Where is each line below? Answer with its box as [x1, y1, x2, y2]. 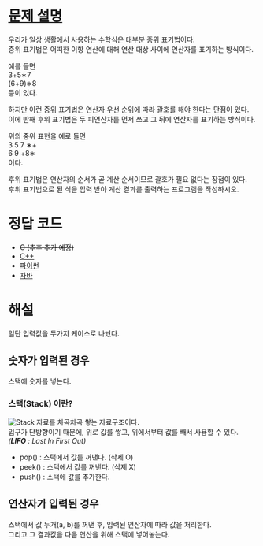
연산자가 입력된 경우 [8, 497, 99, 511]
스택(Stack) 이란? [8, 398, 73, 409]
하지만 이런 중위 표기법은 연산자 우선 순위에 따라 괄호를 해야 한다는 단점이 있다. [8, 104, 250, 114]
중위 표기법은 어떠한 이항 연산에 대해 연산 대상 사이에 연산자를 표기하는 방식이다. [8, 44, 254, 54]
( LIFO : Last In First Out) [8, 436, 87, 445]
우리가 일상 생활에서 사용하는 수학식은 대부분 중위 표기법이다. [8, 35, 195, 44]
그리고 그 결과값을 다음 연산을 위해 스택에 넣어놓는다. [8, 529, 170, 539]
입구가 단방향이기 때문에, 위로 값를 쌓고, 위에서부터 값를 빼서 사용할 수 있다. [8, 427, 239, 436]
